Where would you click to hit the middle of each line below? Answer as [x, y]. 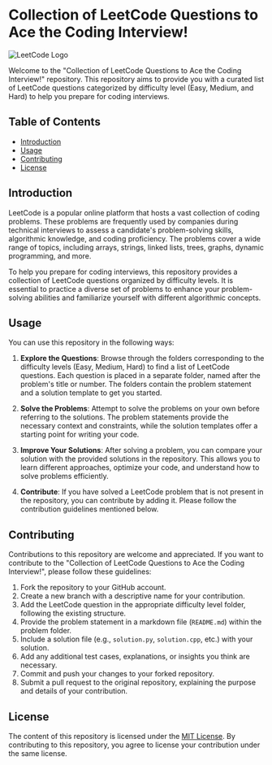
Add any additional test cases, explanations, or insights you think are [135, 657]
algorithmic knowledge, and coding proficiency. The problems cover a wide [135, 238]
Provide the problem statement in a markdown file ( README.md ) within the [141, 622]
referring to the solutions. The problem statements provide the [124, 417]
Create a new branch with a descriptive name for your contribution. [132, 596]
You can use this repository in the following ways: [91, 342]
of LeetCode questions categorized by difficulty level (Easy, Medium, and [131, 88]
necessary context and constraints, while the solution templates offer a [139, 426]
